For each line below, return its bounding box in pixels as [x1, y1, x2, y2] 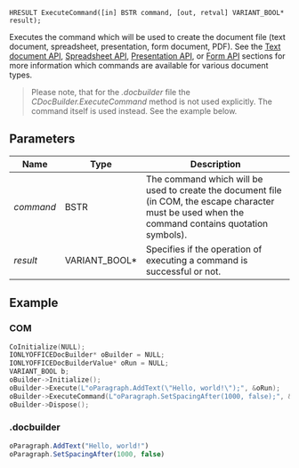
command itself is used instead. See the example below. [30, 106, 238, 116]
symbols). [145, 228, 188, 240]
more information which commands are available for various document [9, 61, 269, 70]
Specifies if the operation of [145, 243, 263, 255]
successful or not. [145, 265, 222, 278]
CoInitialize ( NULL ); [9, 343, 86, 351]
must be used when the [145, 206, 245, 218]
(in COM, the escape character [145, 195, 275, 207]
